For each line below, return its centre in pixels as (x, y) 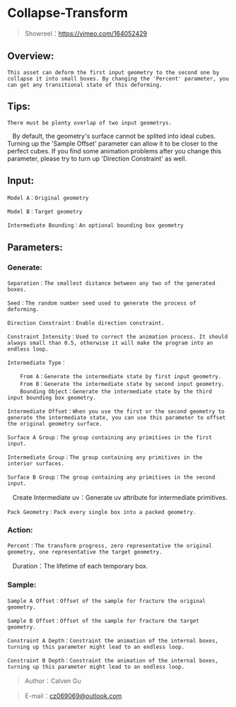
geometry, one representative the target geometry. (85, 552)
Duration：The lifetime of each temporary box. (80, 566)
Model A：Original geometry (48, 198)
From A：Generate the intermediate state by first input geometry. (121, 377)
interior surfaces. (36, 464)
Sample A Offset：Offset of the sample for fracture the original (107, 601)
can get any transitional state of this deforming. (85, 85)
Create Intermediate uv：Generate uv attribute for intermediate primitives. (120, 498)
